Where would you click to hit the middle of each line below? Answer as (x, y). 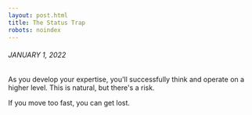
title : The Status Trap (47, 23)
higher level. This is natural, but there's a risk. (81, 88)
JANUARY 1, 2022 (37, 55)
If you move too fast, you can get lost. (69, 102)
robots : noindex (34, 30)
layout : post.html (38, 15)
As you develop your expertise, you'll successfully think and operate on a (126, 79)
